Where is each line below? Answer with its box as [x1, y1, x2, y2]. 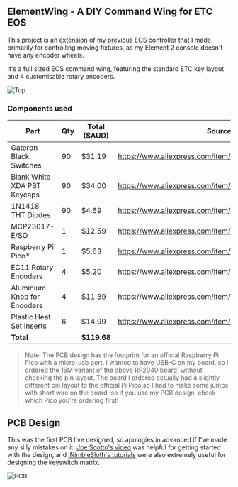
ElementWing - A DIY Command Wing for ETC [7, 6, 213, 18]
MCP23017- [11, 221, 55, 231]
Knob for [11, 292, 40, 302]
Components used [7, 103, 72, 113]
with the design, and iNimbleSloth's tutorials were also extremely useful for [7, 450, 227, 459]
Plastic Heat [11, 312, 51, 322]
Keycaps [11, 190, 40, 199]
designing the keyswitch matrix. [7, 458, 101, 466]
